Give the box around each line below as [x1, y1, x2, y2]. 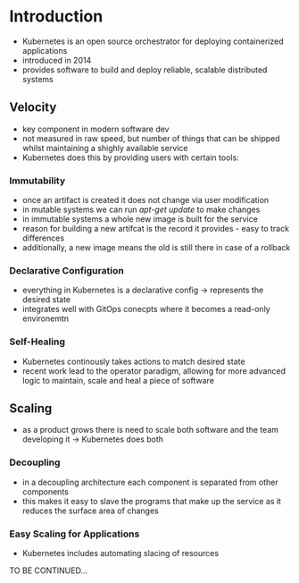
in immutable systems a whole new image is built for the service [21, 214, 259, 224]
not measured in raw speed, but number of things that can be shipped [21, 132, 280, 144]
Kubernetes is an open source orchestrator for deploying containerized [21, 36, 284, 46]
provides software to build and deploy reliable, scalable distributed [21, 64, 268, 75]
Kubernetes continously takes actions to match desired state [21, 356, 245, 367]
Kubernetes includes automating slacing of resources [21, 548, 220, 559]
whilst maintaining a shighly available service [21, 142, 188, 153]
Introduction [9, 6, 104, 27]
